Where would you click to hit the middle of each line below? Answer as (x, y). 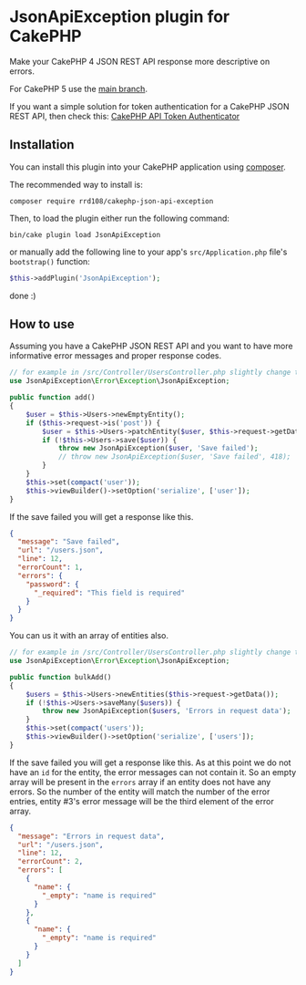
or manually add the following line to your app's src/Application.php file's (148, 252)
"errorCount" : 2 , (51, 862)
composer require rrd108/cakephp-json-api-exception (112, 201)
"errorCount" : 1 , (51, 567)
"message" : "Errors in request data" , (92, 836)
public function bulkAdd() (61, 677)
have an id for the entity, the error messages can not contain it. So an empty (153, 772)
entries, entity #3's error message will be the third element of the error (142, 801)
